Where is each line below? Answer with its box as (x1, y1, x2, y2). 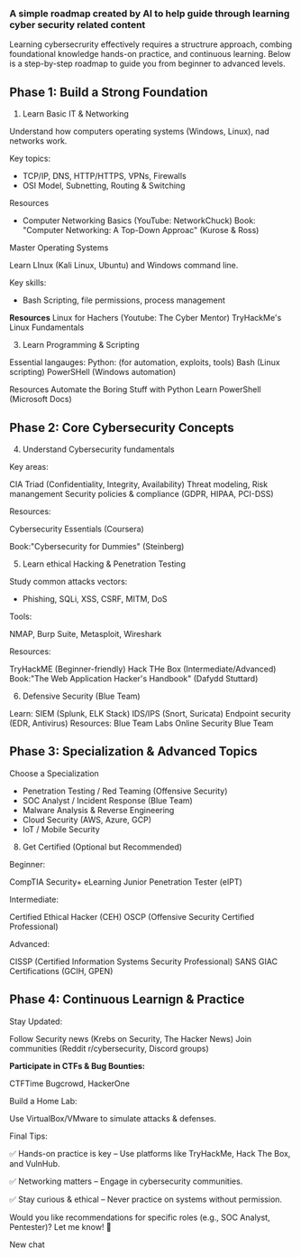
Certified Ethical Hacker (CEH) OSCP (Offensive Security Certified (9, 911, 255, 922)
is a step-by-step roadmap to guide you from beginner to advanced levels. (9, 58, 286, 70)
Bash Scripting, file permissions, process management (22, 295, 225, 305)
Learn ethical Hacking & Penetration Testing (22, 558, 187, 569)
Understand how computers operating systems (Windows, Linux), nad (9, 126, 270, 137)
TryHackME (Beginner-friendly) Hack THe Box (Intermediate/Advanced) (9, 663, 277, 674)
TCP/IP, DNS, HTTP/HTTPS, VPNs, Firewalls (22, 171, 187, 182)
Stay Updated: (9, 1016, 63, 1027)
